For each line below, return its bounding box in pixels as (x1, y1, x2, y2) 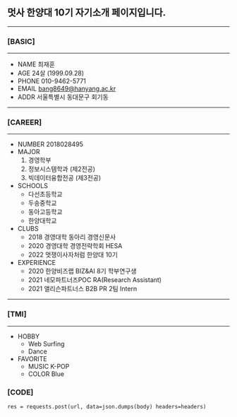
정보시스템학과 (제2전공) (28, 165, 96, 173)
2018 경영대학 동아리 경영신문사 (28, 233, 116, 242)
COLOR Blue (28, 370, 65, 378)
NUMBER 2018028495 (17, 140, 83, 148)
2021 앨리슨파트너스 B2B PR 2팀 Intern (28, 285, 138, 293)
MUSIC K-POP (28, 362, 70, 370)
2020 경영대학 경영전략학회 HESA (28, 242, 123, 250)
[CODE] (7, 387, 34, 397)
